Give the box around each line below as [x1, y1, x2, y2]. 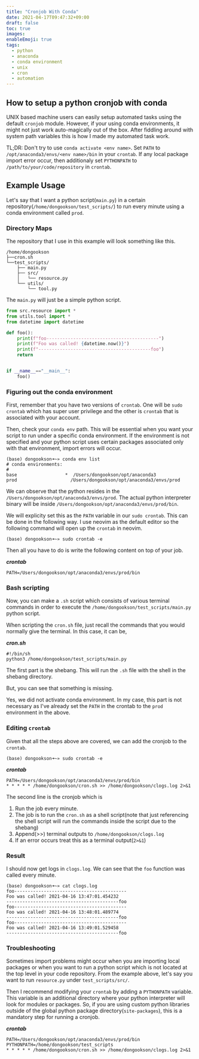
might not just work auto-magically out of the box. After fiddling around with [6, 126, 194, 133]
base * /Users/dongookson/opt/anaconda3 [6, 472, 157, 478]
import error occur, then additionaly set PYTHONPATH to [6, 157, 137, 164]
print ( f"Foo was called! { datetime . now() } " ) [17, 341, 130, 347]
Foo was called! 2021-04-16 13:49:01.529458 [6, 924, 119, 930]
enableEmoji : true [6, 36, 52, 42]
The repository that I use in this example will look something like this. [6, 237, 176, 245]
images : [6, 31, 26, 37]
